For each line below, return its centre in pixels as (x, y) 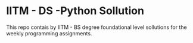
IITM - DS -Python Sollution (75, 11)
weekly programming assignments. (49, 33)
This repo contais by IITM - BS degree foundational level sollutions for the (96, 27)
